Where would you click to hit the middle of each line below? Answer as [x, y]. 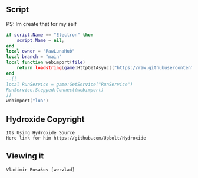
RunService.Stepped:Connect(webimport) [55, 90]
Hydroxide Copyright [45, 119]
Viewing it [25, 156]
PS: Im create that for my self [42, 24]
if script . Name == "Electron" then [50, 35]
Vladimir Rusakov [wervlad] [41, 170]
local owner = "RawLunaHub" [41, 51]
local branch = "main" [34, 57]
